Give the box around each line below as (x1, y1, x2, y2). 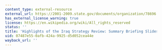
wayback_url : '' (5, 38, 38, 43)
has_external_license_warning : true (5, 16, 79, 20)
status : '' (5, 25, 27, 30)
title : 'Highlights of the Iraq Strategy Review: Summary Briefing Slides (5, 29, 159, 34)
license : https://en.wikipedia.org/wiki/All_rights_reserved (5, 20, 131, 25)
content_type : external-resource (5, 7, 72, 12)
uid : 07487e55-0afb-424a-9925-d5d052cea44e (5, 34, 94, 39)
